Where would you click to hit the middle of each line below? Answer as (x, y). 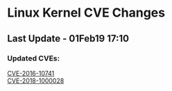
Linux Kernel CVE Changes (86, 13)
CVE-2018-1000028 (36, 81)
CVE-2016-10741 (31, 73)
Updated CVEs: (34, 58)
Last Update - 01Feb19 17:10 (68, 39)
